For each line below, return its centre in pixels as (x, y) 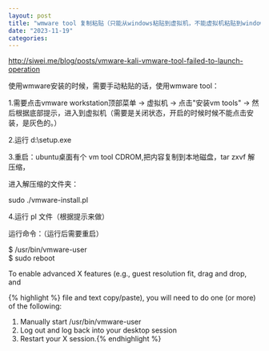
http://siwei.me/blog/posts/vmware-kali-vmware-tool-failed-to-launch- (126, 61)
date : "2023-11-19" (41, 30)
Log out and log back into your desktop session (98, 330)
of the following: (35, 306)
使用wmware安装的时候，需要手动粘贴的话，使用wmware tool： (114, 86)
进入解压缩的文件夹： (43, 184)
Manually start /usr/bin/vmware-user (80, 322)
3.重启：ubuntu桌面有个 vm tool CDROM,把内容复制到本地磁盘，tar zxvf (127, 157)
